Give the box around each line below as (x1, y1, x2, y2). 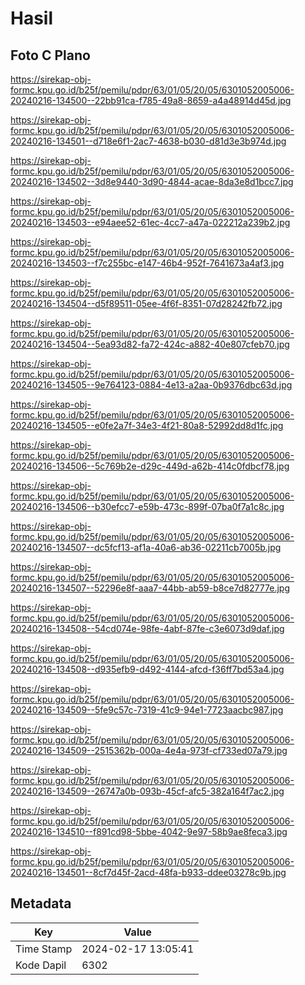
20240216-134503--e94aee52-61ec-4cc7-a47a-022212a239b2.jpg (10, 217, 291, 228)
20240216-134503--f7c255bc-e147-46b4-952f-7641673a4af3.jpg (10, 257, 285, 269)
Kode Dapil (15, 958, 67, 972)
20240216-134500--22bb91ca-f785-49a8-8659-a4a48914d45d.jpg (10, 95, 292, 106)
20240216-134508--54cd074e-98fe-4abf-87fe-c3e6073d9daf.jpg (10, 623, 285, 634)
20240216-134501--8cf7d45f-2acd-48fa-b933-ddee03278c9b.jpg (10, 867, 287, 878)
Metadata (10, 895, 72, 912)
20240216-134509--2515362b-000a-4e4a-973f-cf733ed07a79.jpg (10, 745, 288, 756)
